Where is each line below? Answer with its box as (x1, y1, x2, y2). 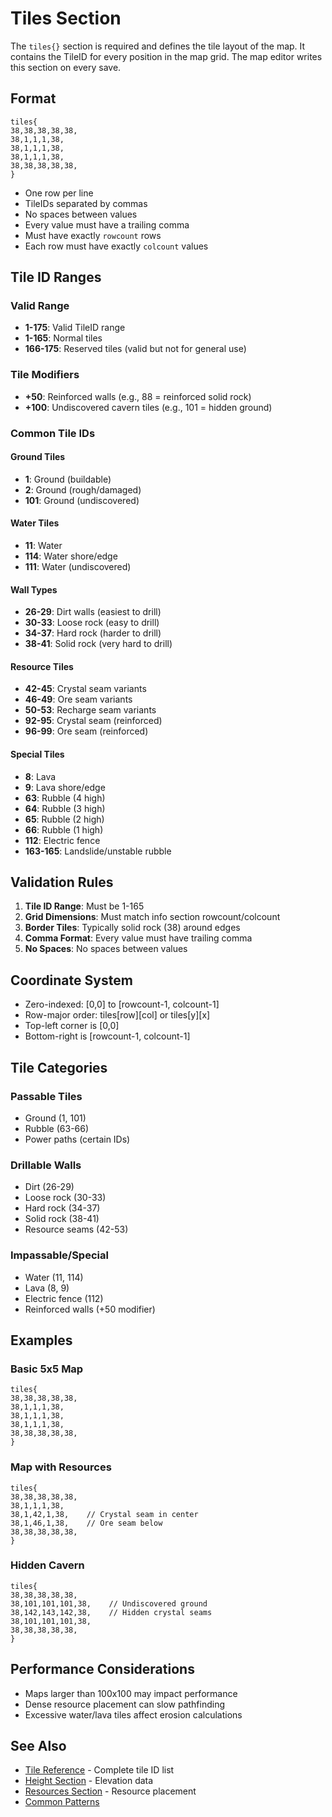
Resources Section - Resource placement (24, 1785, 197, 1797)
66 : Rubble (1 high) (24, 823, 104, 836)
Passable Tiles (10, 1089, 83, 1103)
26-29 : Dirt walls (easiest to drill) (24, 606, 162, 618)
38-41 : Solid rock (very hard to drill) (24, 638, 173, 650)
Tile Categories (10, 1059, 108, 1076)
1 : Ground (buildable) (24, 473, 112, 485)
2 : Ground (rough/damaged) (24, 483, 142, 496)
